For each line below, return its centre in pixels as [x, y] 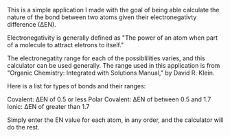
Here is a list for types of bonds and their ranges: [77, 86]
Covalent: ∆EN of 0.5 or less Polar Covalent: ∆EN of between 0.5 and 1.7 [109, 99]
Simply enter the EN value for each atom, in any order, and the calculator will [115, 120]
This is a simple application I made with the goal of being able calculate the [113, 10]
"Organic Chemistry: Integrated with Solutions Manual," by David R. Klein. [111, 73]
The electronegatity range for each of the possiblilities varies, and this [106, 58]
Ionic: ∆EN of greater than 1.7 [48, 107]
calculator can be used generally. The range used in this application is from [114, 65]
